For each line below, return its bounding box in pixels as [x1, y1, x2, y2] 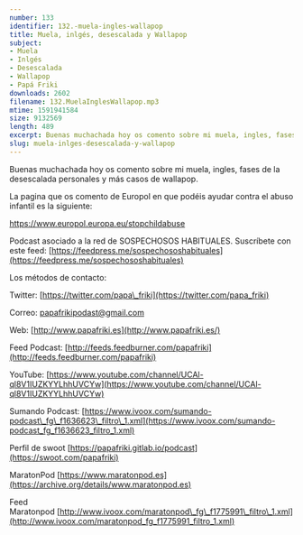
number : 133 [9, 13, 54, 23]
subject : [9, 38, 42, 48]
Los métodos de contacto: [9, 272, 106, 282]
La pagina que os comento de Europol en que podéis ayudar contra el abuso [9, 190, 294, 201]
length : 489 [9, 123, 54, 132]
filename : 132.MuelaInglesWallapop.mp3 [9, 97, 160, 106]
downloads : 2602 [9, 88, 70, 97]
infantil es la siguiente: [9, 200, 93, 211]
